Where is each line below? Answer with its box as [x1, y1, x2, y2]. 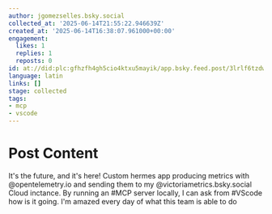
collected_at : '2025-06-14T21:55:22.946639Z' [8, 19, 164, 27]
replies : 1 [15, 49, 53, 57]
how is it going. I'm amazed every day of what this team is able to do [8, 196, 237, 206]
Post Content [8, 145, 99, 162]
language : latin [8, 72, 63, 80]
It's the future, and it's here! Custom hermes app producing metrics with [8, 170, 249, 180]
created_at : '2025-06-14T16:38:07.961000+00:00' [8, 27, 176, 35]
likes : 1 [15, 42, 45, 50]
